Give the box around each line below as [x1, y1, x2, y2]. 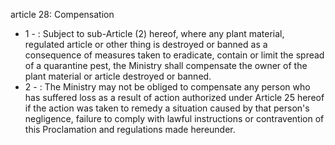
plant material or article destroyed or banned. [24, 70, 212, 82]
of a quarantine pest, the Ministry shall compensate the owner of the [24, 60, 308, 71]
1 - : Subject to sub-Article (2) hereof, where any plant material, [24, 28, 285, 39]
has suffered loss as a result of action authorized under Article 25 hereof [24, 92, 325, 103]
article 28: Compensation [10, 9, 115, 20]
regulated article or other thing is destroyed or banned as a [24, 39, 268, 50]
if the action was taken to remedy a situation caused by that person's [24, 102, 310, 114]
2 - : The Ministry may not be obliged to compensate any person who [24, 81, 311, 93]
